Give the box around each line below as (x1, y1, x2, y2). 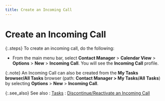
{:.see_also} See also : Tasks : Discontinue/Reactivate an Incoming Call (5, 90, 150, 96)
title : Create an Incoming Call (5, 7, 72, 12)
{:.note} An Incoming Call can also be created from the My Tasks (5, 70, 138, 76)
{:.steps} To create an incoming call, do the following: (5, 45, 114, 51)
